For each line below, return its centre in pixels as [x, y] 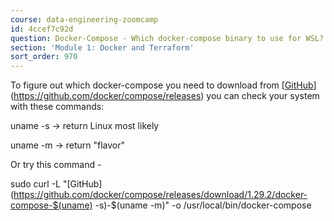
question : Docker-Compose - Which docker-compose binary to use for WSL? [167, 38]
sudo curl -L [36, 184]
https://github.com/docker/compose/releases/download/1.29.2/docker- [160, 195]
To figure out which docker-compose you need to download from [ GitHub [162, 85]
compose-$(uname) [51, 205]
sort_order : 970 [44, 57]
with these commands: [57, 107]
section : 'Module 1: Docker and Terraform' [102, 47]
